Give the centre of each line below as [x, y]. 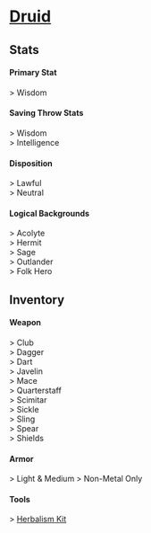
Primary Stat [33, 73]
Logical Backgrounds [50, 213]
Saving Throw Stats [46, 113]
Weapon [25, 323]
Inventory [37, 300]
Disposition [31, 163]
